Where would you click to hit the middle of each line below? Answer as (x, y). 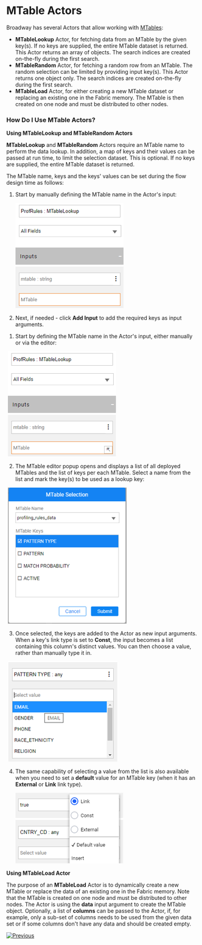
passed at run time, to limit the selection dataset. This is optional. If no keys (101, 158)
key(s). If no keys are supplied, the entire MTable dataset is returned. (102, 46)
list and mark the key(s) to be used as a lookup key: (80, 479)
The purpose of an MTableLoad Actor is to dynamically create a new (93, 885)
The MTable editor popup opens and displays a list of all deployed (98, 466)
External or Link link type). (49, 784)
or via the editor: (36, 343)
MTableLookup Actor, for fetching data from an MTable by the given (101, 39)
